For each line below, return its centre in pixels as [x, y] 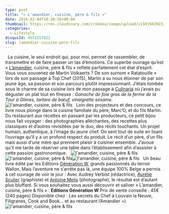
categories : [18, 29]
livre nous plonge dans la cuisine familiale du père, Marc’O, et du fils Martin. [83, 110]
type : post [17, 10]
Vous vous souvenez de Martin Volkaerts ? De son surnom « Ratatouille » [81, 73]
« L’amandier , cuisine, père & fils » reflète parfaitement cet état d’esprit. [79, 67]
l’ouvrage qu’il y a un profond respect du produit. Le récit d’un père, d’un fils [84, 137]
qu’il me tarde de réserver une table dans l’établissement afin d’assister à [81, 147]
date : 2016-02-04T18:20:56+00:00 [40, 19]
